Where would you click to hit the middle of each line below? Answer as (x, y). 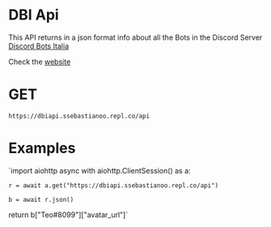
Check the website (40, 62)
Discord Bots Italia (39, 45)
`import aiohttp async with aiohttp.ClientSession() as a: (100, 170)
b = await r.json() (41, 199)
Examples (42, 148)
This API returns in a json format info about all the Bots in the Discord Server (135, 37)
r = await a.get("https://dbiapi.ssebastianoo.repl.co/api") (114, 185)
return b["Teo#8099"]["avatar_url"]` (68, 214)
